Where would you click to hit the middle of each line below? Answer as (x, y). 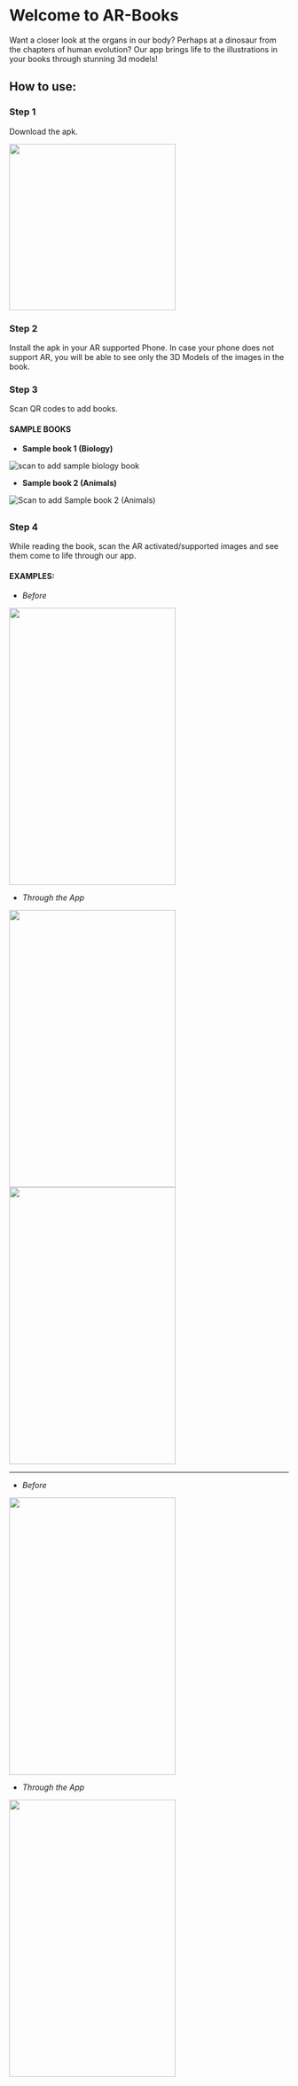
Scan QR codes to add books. (63, 409)
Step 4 (24, 527)
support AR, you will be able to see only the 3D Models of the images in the (147, 357)
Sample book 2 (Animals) (69, 483)
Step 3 (24, 389)
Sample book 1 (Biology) (67, 449)
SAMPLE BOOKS (40, 429)
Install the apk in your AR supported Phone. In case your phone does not (142, 348)
